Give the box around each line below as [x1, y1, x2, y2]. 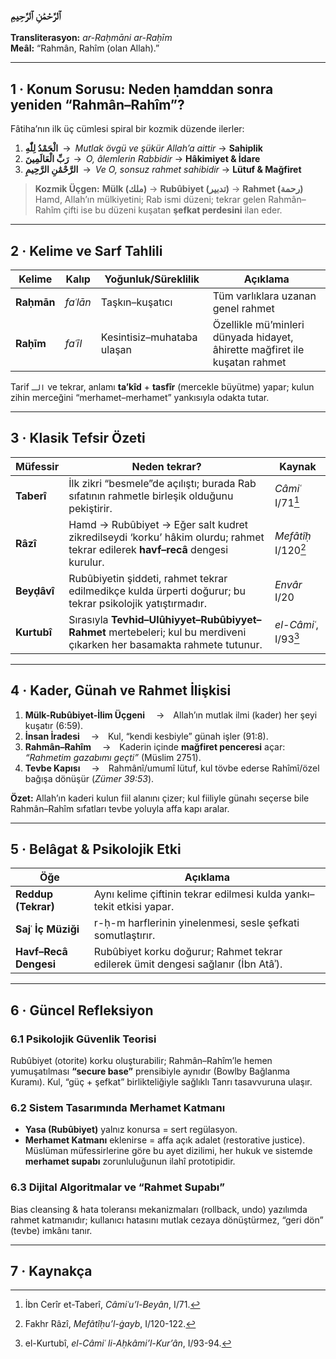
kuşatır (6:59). [24, 719, 84, 731]
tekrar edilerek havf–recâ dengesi [68, 542, 229, 556]
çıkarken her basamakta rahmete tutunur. [68, 637, 263, 651]
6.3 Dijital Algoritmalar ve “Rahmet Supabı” [10, 1180, 225, 1194]
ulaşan [100, 342, 133, 356]
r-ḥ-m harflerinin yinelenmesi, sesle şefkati [93, 916, 300, 930]
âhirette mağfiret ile [212, 342, 305, 356]
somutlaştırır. [93, 929, 156, 943]
